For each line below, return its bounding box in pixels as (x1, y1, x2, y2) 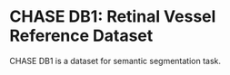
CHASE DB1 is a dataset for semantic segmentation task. (9, 55, 221, 66)
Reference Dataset (9, 25, 154, 46)
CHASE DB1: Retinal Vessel (9, 6, 216, 27)
